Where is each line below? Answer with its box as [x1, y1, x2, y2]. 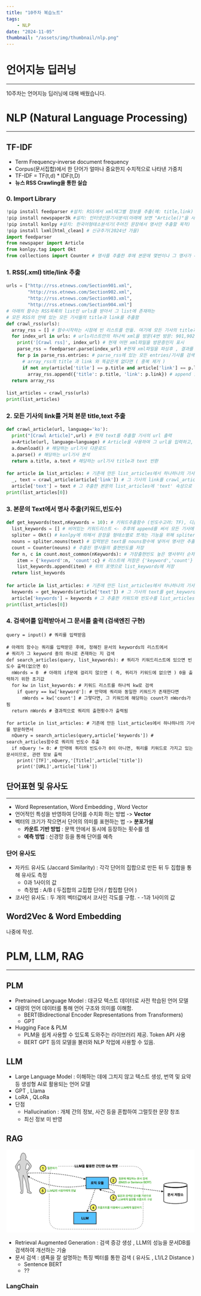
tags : [6, 16, 20, 22]
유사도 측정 [21, 871, 47, 878]
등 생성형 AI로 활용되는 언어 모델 [14, 1081, 91, 1088]
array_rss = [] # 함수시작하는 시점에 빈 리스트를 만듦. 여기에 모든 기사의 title [11, 327, 193, 333]
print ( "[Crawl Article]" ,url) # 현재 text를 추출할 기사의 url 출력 [11, 433, 172, 439]
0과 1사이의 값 [23, 878, 57, 886]
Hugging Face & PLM [14, 1024, 68, 1032]
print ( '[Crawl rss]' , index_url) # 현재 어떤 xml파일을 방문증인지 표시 [17, 340, 184, 346]
